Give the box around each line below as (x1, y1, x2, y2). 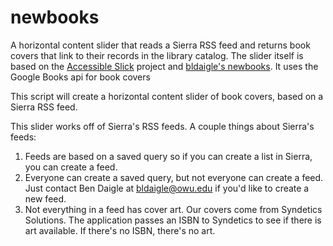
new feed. (24, 192, 67, 205)
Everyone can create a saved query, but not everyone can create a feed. (24, 171, 324, 183)
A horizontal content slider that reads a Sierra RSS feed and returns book (10, 39, 311, 51)
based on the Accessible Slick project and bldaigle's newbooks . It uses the (10, 60, 319, 72)
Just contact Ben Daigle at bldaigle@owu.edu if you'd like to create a (24, 182, 310, 194)
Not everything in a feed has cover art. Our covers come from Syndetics (24, 203, 323, 215)
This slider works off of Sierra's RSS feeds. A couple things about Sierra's (10, 120, 315, 132)
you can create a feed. (24, 161, 118, 173)
